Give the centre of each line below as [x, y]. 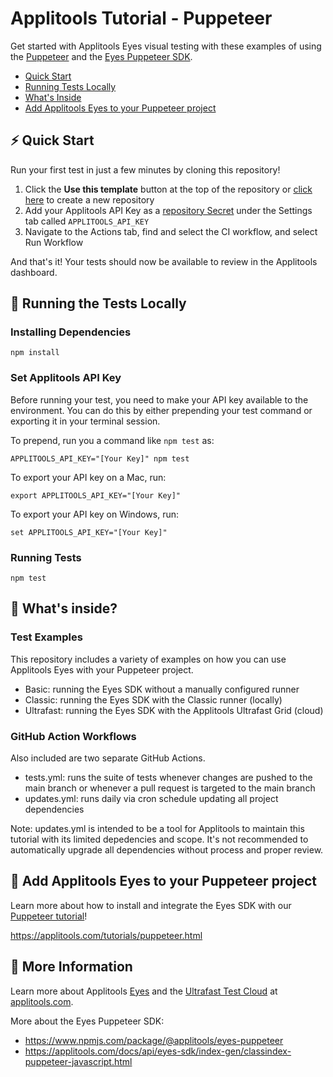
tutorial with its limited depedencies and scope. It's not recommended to [159, 839]
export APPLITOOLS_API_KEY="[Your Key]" [96, 495]
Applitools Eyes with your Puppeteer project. [102, 669]
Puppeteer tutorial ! [49, 916]
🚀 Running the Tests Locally [98, 303]
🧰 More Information [71, 967]
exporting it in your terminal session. [85, 421]
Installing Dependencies [71, 332]
